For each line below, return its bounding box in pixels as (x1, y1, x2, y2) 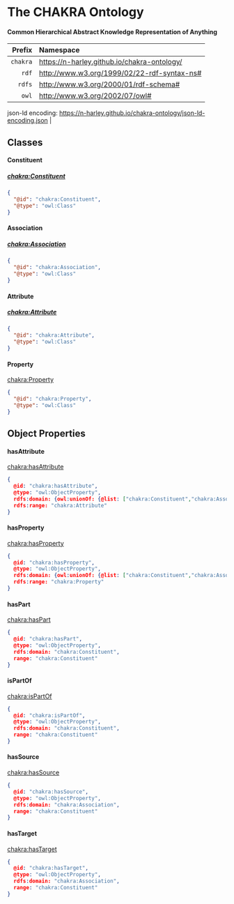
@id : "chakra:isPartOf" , (13, 712, 86, 719)
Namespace (39, 45, 80, 55)
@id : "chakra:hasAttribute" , (13, 482, 98, 490)
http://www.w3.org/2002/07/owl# (39, 91, 152, 101)
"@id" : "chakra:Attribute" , (13, 332, 95, 339)
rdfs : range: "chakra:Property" (13, 579, 104, 585)
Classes (7, 137, 43, 148)
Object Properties (7, 428, 86, 440)
